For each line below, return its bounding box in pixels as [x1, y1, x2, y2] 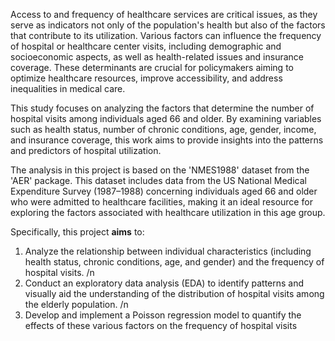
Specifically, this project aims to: [10, 226, 145, 238]
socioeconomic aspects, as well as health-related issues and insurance [10, 51, 304, 63]
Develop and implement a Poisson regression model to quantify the [24, 309, 302, 321]
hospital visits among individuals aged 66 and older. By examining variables [10, 113, 322, 124]
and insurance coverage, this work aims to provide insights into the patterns [10, 134, 324, 146]
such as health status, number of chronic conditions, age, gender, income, [10, 124, 317, 135]
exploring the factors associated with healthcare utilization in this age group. [10, 207, 326, 218]
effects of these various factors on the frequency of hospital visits [24, 320, 298, 331]
